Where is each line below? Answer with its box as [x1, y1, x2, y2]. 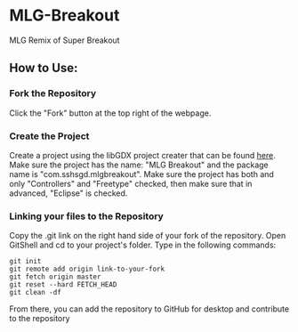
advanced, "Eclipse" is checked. [9, 188, 128, 198]
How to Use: [9, 61, 78, 76]
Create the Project [9, 130, 90, 142]
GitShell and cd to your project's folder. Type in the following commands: [9, 239, 277, 250]
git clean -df [9, 288, 62, 297]
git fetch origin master [9, 272, 101, 281]
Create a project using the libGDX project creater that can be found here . [9, 150, 276, 160]
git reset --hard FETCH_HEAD [9, 280, 117, 289]
